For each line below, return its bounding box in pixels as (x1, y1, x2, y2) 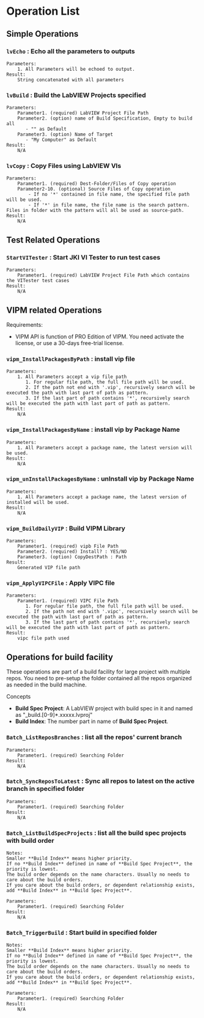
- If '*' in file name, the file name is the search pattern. (28, 202, 190, 208)
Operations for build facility (6, 652, 114, 662)
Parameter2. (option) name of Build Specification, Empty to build (17, 115, 192, 122)
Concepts (6, 693, 31, 700)
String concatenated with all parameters (17, 76, 124, 83)
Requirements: (6, 321, 43, 328)
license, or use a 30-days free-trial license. (15, 339, 124, 346)
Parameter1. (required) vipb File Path (17, 544, 119, 550)
